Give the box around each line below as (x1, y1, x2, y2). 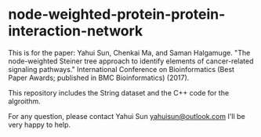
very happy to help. (8, 120, 71, 129)
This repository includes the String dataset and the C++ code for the (8, 88, 230, 97)
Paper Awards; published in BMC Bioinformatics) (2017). (8, 73, 190, 82)
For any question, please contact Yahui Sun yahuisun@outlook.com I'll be (8, 111, 245, 121)
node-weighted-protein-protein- (8, 5, 226, 23)
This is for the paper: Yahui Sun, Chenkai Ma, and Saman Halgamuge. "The (8, 48, 251, 57)
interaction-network (8, 22, 143, 40)
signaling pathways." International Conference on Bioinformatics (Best (8, 64, 235, 74)
